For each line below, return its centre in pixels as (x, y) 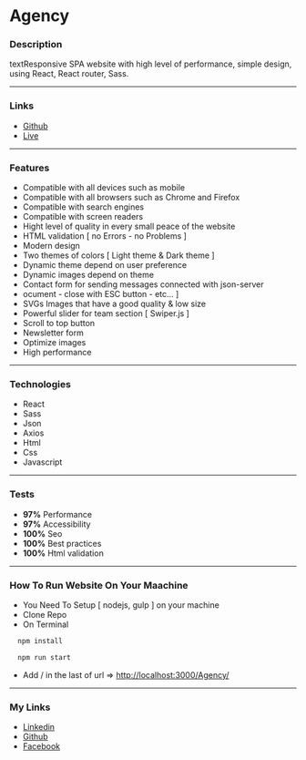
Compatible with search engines (83, 207)
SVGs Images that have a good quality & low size (114, 304)
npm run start (44, 657)
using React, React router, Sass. (69, 74)
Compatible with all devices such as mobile (103, 188)
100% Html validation (63, 553)
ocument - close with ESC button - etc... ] (101, 294)
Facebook (41, 746)
